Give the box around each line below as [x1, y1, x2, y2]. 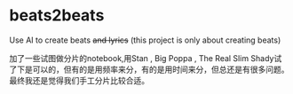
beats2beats [9, 5, 105, 26]
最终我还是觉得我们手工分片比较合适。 [9, 74, 149, 85]
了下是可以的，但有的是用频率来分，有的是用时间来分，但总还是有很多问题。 [9, 64, 289, 74]
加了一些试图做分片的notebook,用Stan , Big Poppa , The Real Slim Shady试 [9, 52, 282, 63]
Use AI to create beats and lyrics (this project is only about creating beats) [9, 35, 281, 45]
